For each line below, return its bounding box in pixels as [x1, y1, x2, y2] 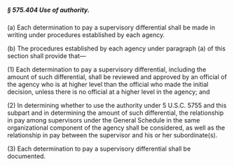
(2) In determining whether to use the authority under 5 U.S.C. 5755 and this [7, 101, 227, 109]
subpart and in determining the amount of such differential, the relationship [7, 109, 224, 117]
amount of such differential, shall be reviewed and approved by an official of [7, 72, 228, 81]
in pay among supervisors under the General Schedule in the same [7, 116, 200, 124]
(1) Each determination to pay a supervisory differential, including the [7, 65, 207, 74]
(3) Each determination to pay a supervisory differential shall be [7, 144, 191, 153]
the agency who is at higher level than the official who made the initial [7, 80, 209, 88]
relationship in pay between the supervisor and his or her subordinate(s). [7, 130, 218, 139]
